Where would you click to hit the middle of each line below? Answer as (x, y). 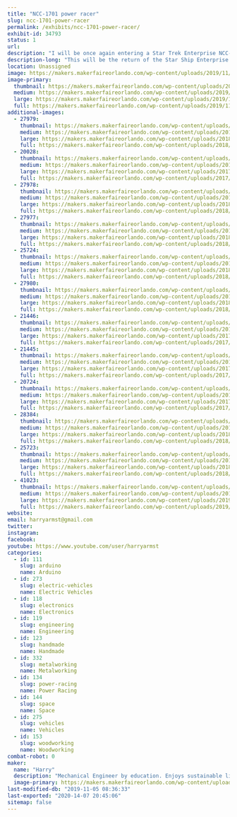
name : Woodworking (47, 750)
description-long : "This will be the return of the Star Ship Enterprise (118, 60)
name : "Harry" (34, 770)
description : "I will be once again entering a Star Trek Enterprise (112, 54)
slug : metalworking (49, 664)
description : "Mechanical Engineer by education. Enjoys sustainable (118, 776)
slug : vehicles (42, 724)
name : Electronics (47, 612)
